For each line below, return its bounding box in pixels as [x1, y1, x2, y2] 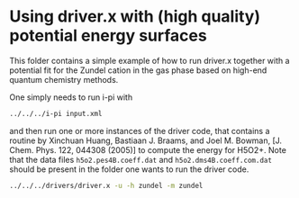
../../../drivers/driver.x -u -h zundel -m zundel [9, 181, 204, 190]
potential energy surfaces [9, 25, 207, 46]
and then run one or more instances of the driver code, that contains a [9, 125, 270, 136]
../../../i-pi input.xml [9, 109, 103, 118]
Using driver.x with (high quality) [9, 6, 261, 27]
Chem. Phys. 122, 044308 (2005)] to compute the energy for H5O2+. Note [9, 144, 286, 155]
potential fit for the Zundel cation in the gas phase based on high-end [9, 65, 267, 76]
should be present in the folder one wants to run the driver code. [9, 164, 249, 175]
